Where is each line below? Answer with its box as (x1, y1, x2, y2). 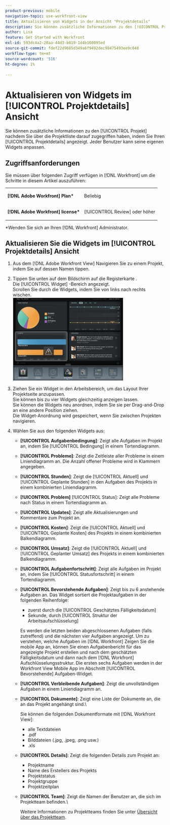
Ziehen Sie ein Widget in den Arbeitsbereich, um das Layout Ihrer (12, 386, 149, 392)
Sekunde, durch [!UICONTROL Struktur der (27, 612, 117, 618)
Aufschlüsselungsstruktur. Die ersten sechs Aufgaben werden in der (20, 660, 163, 666)
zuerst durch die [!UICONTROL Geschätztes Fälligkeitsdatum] (27, 607, 156, 613)
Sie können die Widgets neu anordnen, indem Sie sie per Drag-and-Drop (12, 402, 164, 408)
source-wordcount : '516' (5, 56, 58, 61)
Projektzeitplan (27, 784, 59, 790)
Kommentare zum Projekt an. (20, 515, 81, 521)
